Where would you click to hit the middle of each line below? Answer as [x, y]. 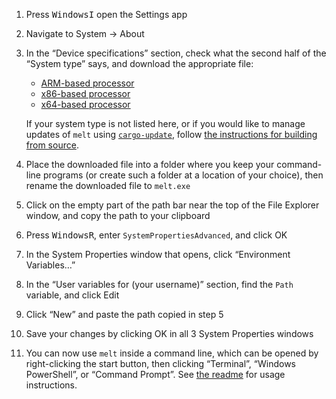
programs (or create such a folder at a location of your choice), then [183, 175]
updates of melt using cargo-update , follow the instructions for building [171, 134]
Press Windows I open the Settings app [106, 14]
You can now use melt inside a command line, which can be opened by [172, 353]
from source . [52, 145]
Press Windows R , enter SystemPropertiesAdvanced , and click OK [156, 235]
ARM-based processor [87, 83]
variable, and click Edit [72, 295]
